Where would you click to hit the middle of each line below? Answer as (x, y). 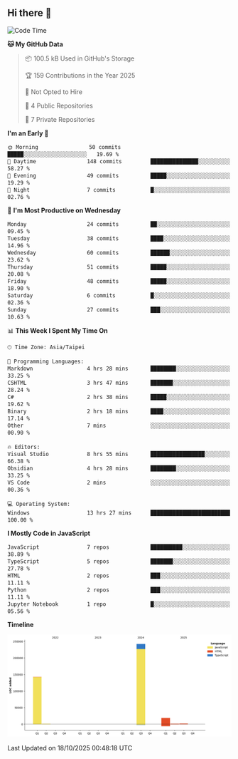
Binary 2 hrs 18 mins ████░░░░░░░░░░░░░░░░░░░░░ (119, 411)
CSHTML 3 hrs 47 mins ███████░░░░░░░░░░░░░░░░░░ (119, 383)
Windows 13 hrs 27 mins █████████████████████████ (119, 513)
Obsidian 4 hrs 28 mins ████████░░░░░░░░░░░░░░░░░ (119, 468)
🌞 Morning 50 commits (64, 147)
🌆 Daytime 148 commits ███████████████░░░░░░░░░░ (119, 161)
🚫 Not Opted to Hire (54, 92)
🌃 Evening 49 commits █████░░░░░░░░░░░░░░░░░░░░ (119, 175)
